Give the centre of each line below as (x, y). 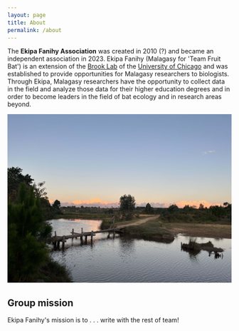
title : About (27, 22)
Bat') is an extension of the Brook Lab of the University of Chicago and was (118, 66)
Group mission (40, 303)
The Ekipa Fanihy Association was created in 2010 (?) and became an (111, 51)
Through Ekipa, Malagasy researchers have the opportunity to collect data (116, 81)
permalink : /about (34, 30)
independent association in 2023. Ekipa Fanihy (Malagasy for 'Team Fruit (114, 59)
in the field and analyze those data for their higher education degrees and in (119, 89)
